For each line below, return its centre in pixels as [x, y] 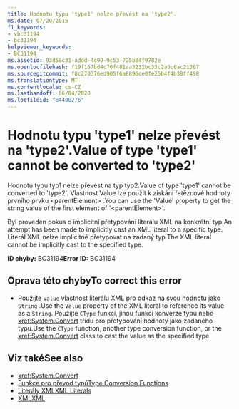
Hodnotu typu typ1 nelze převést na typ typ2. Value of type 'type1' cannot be [119, 185]
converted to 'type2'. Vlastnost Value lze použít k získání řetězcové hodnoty [119, 192]
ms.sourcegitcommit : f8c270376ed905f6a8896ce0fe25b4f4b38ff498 [103, 73]
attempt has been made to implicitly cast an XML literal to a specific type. [115, 229]
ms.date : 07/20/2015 [38, 21]
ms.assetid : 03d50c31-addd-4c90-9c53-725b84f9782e [84, 61]
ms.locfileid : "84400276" [46, 100]
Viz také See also [45, 358]
